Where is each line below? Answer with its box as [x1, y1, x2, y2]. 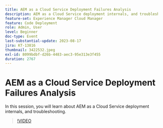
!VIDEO [16, 118, 32, 124]
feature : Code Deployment [5, 20, 57, 26]
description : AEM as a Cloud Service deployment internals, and [5, 12, 138, 16]
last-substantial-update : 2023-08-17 [5, 39, 81, 43]
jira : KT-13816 [5, 43, 36, 48]
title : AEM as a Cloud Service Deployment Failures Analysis [5, 7, 131, 12]
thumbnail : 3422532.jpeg [5, 47, 55, 52]
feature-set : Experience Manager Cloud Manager [5, 16, 103, 21]
